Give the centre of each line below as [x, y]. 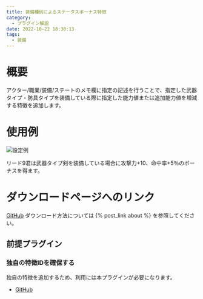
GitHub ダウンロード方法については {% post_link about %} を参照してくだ [98, 215]
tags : [13, 35]
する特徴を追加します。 [35, 105]
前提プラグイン [34, 244]
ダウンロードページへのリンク [81, 198]
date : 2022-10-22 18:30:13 [40, 29]
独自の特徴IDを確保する [41, 263]
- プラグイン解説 [30, 23]
